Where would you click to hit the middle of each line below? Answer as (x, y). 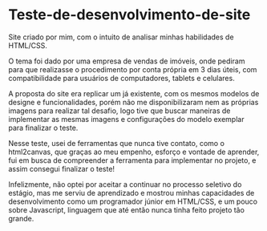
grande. (21, 218)
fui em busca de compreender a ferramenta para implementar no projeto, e (132, 160)
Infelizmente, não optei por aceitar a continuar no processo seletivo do (125, 184)
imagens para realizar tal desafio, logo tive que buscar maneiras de (119, 111)
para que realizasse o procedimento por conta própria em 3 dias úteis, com (133, 69)
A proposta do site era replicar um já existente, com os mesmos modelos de (134, 93)
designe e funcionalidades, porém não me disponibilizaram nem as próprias (133, 102)
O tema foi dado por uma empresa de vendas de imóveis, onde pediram (127, 61)
